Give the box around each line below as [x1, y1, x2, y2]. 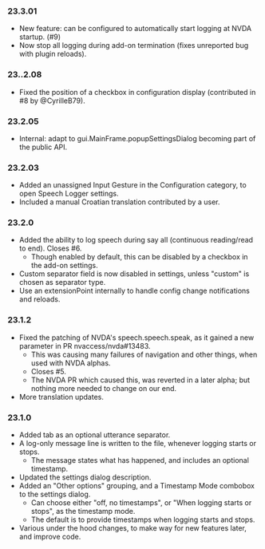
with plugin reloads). [18, 49, 87, 59]
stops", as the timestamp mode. [30, 507, 136, 516]
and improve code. [18, 532, 81, 542]
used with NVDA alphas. [30, 357, 111, 368]
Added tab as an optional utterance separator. [18, 430, 171, 440]
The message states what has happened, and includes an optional [30, 456, 249, 465]
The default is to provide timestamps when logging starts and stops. [30, 515, 255, 524]
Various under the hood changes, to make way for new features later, [18, 523, 247, 533]
